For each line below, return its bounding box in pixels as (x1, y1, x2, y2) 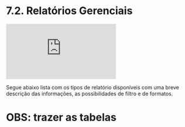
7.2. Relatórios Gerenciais (6, 4, 133, 18)
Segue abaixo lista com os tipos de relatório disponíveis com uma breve (6, 83, 180, 91)
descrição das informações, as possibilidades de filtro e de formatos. (6, 90, 173, 97)
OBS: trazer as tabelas (6, 111, 117, 124)
